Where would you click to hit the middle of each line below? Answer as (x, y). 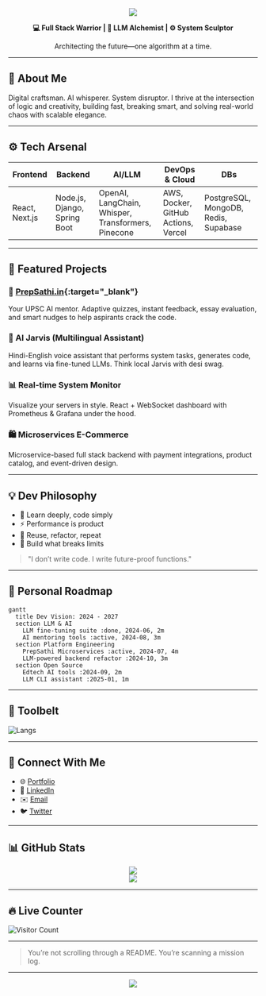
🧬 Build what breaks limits (62, 544)
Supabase (223, 227)
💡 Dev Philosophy (53, 496)
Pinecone (116, 232)
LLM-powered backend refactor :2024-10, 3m (95, 658)
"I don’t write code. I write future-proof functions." (110, 559)
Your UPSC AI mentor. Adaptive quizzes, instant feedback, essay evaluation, (133, 309)
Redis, (216, 218)
